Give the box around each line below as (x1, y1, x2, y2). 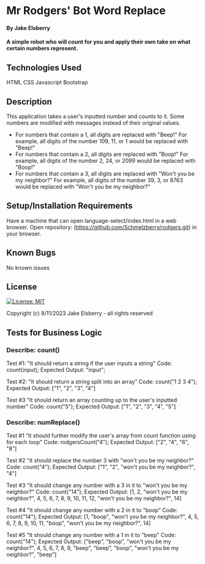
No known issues (6, 264, 50, 271)
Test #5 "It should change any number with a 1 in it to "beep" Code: (6, 532, 176, 539)
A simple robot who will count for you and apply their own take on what (6, 38, 191, 46)
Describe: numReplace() (6, 418, 81, 427)
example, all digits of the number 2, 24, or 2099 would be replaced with (15, 157, 196, 164)
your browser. (6, 230, 42, 237)
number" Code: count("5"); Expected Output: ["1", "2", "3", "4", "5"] (6, 403, 176, 410)
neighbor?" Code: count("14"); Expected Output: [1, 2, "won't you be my (6, 488, 188, 495)
